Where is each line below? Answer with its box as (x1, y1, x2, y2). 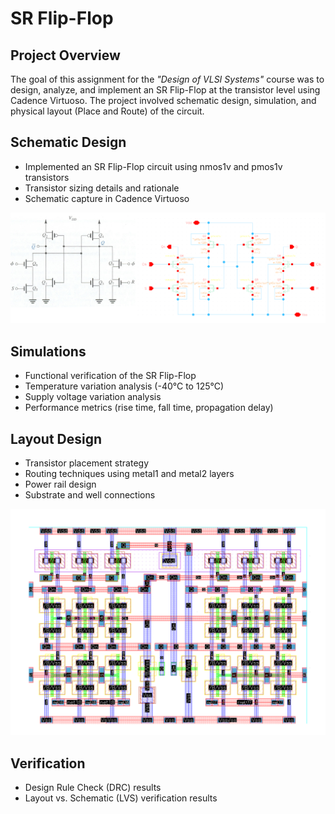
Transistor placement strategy (24, 457, 150, 469)
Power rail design (24, 478, 97, 491)
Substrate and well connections (24, 489, 156, 501)
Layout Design (10, 430, 103, 447)
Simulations (10, 343, 87, 360)
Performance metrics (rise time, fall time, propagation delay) (24, 402, 274, 414)
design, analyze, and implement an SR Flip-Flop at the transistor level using (10, 84, 321, 96)
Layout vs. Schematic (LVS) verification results (24, 792, 218, 804)
